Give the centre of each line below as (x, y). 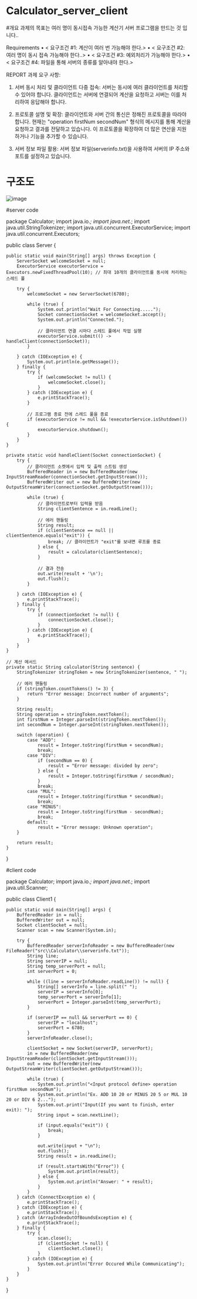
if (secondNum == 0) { (65, 761)
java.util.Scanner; (27, 887)
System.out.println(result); (83, 1171)
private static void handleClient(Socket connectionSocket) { (84, 455)
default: (38, 822)
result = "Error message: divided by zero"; (103, 766)
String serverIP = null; (57, 961)
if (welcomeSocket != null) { (74, 377)
